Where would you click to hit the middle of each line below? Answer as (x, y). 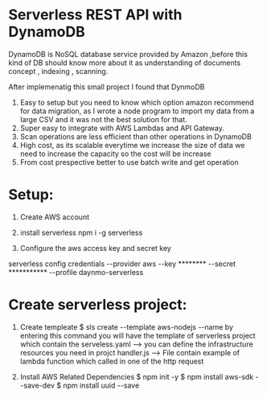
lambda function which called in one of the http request (112, 361)
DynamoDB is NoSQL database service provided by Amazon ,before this (128, 54)
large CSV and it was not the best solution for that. (103, 119)
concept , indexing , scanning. (58, 71)
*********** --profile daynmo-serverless (76, 272)
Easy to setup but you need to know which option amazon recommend (137, 102)
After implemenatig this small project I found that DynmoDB (107, 87)
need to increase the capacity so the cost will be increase (115, 154)
